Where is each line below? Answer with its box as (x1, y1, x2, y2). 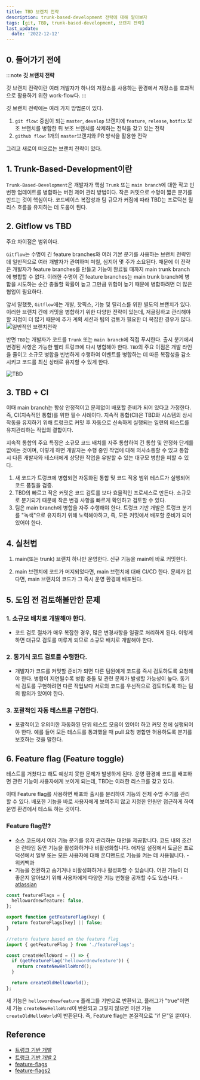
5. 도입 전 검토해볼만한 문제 (6, 594, 100, 605)
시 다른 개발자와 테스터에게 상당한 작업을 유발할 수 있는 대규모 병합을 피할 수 (6, 454, 183, 461)
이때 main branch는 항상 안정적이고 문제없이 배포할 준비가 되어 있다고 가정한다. (6, 404, 191, 411)
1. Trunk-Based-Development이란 (6, 164, 133, 174)
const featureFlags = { (6, 892, 66, 898)
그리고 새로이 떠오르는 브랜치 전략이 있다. (6, 145, 102, 152)
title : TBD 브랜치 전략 (6, 8, 59, 15)
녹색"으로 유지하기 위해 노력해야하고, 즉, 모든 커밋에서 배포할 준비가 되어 (23, 512, 192, 519)
